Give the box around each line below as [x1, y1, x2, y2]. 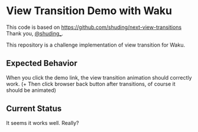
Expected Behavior [6, 58, 78, 68]
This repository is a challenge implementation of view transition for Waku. [6, 41, 185, 48]
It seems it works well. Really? [6, 119, 79, 126]
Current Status [6, 104, 62, 114]
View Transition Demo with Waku [6, 4, 173, 18]
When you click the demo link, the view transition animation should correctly [6, 74, 192, 81]
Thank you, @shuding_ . [6, 29, 64, 37]
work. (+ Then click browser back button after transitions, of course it [6, 80, 176, 87]
